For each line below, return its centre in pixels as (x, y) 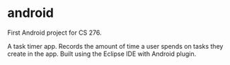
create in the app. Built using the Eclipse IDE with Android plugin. (102, 54)
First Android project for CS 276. (54, 32)
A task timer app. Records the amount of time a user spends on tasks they (115, 46)
